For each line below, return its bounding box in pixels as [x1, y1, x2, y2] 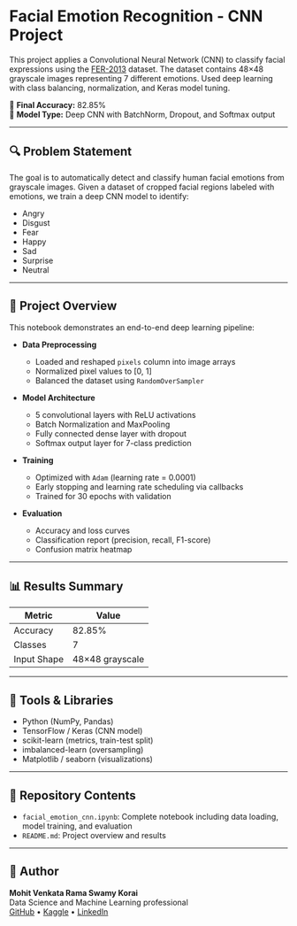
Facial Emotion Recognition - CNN [9, 6, 263, 27]
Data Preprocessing [21, 339, 97, 350]
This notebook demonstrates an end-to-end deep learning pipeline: [9, 321, 255, 333]
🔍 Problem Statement [9, 144, 133, 159]
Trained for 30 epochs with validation [34, 490, 171, 501]
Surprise [21, 255, 54, 266]
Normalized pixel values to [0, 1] [34, 366, 152, 376]
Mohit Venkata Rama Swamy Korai [9, 887, 139, 898]
